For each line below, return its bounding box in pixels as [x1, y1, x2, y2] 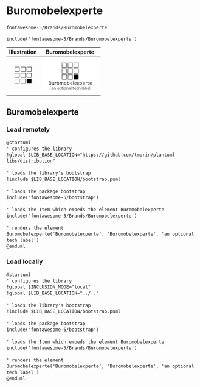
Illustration [9, 48, 38, 55]
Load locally [6, 257, 43, 266]
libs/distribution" [6, 158, 56, 164]
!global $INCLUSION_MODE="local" [6, 284, 91, 290]
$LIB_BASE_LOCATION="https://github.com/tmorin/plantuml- [28, 152, 178, 158]
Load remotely [6, 125, 50, 133]
